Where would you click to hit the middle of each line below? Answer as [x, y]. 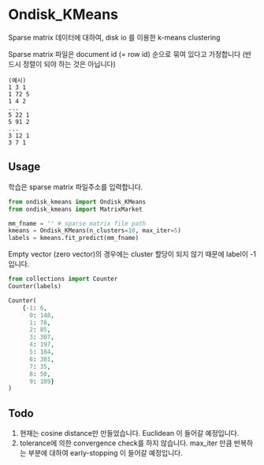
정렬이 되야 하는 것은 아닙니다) [69, 64]
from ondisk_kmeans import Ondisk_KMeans [77, 202]
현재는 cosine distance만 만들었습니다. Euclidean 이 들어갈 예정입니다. [129, 433]
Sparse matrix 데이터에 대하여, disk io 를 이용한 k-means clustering [114, 37]
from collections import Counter [63, 279]
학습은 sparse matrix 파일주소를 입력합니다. [76, 186]
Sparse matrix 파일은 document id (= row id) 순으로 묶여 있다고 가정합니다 [125, 54]
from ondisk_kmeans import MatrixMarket [76, 209]
